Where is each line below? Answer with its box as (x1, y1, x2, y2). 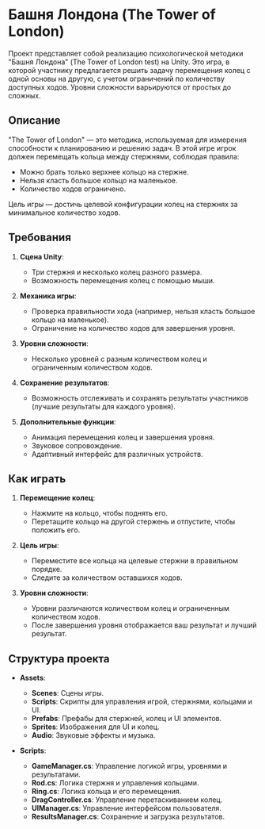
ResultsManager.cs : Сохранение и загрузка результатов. (31, 812, 225, 822)
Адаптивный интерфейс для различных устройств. (31, 449, 203, 459)
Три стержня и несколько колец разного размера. (31, 267, 203, 277)
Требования (8, 231, 71, 244)
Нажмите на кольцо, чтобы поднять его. (31, 509, 168, 518)
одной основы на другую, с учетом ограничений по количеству (8, 74, 225, 83)
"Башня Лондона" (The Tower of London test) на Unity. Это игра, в (8, 57, 230, 67)
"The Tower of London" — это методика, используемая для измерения (8, 135, 247, 144)
